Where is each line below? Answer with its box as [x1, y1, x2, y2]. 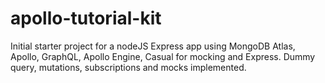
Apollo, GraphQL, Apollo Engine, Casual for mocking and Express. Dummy [10, 50, 316, 62]
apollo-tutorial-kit [10, 7, 162, 30]
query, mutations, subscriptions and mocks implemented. [10, 61, 247, 73]
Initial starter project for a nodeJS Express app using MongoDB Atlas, [10, 40, 296, 52]
